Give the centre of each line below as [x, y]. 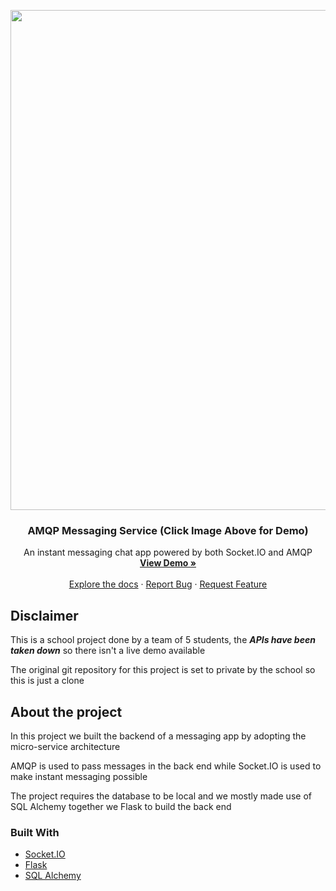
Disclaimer [44, 615]
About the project [66, 711]
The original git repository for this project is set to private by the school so [163, 670]
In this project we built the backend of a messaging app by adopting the [158, 736]
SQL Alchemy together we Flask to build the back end [121, 806]
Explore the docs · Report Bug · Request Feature [168, 584]
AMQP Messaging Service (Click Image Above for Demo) [168, 530]
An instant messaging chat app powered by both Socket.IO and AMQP [168, 552]
